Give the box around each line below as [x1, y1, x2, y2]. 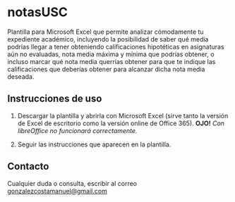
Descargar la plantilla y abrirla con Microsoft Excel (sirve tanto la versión [17, 111, 229, 120]
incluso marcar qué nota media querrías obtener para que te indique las [7, 57, 216, 65]
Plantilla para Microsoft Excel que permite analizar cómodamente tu [7, 27, 204, 36]
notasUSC [7, 4, 68, 20]
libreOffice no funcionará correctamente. [17, 126, 138, 134]
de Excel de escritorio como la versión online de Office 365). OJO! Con [17, 119, 224, 127]
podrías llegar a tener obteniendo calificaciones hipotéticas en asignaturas [7, 42, 224, 51]
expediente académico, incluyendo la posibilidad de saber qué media [7, 34, 209, 43]
